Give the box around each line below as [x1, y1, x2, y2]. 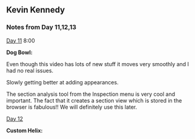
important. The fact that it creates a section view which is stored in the [6, 97, 182, 104]
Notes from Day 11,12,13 [6, 23, 77, 32]
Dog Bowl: [6, 49, 33, 56]
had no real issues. [6, 67, 53, 74]
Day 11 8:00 [6, 36, 35, 44]
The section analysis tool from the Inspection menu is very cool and [6, 90, 176, 98]
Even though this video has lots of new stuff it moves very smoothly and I [6, 60, 190, 67]
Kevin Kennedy [6, 5, 65, 15]
